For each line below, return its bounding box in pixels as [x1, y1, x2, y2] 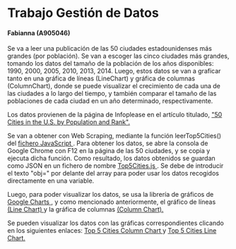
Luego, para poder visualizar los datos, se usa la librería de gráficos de [7, 190, 214, 199]
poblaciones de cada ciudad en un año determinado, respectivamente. [7, 97, 213, 105]
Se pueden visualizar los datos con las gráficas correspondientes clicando [7, 219, 224, 227]
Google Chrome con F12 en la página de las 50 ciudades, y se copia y [7, 147, 211, 155]
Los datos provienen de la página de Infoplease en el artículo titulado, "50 [7, 111, 223, 119]
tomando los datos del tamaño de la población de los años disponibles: [7, 59, 214, 68]
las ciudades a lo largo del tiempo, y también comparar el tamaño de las [7, 90, 217, 98]
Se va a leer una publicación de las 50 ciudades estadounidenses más [7, 44, 212, 53]
